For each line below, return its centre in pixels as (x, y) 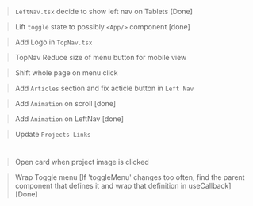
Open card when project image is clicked (82, 162)
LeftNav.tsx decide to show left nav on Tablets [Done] (104, 11)
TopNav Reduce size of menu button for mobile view (101, 57)
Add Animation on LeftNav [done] (69, 119)
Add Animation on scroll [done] (65, 103)
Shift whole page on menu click (66, 73)
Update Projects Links (53, 134)
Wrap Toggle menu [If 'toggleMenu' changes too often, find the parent (130, 177)
